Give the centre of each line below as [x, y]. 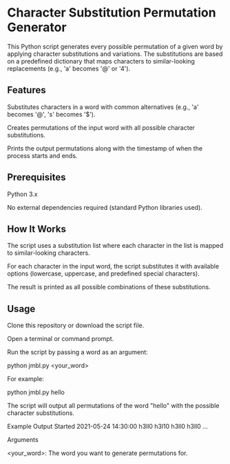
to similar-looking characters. [49, 253]
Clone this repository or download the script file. [76, 325]
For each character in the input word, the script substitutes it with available [113, 267]
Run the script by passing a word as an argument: [77, 352]
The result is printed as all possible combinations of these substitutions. [109, 287]
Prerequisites [36, 177]
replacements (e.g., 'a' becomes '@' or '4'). [69, 68]
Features [27, 90]
